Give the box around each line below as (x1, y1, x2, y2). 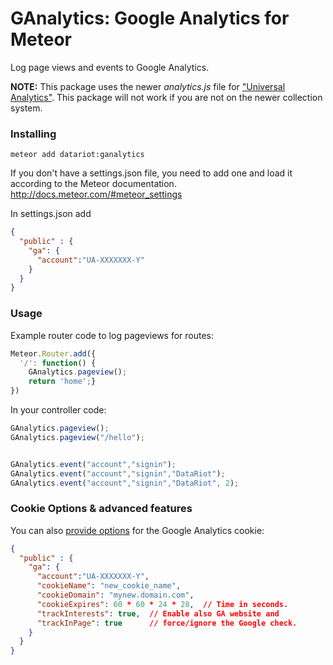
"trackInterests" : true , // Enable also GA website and (36, 608, 280, 619)
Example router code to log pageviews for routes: (10, 329, 215, 341)
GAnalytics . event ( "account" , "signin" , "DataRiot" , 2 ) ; (10, 478, 240, 488)
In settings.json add (10, 208, 92, 220)
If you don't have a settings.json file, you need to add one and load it (10, 167, 293, 179)
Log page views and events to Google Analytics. (10, 61, 210, 73)
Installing (10, 127, 57, 141)
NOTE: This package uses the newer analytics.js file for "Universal (10, 80, 286, 92)
